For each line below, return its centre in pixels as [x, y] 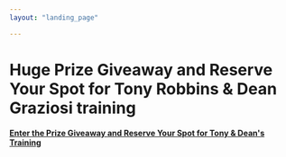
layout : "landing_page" [54, 17]
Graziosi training [73, 108]
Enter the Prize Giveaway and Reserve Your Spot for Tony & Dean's [137, 133]
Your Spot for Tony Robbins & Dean [143, 88]
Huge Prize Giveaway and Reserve [141, 70]
